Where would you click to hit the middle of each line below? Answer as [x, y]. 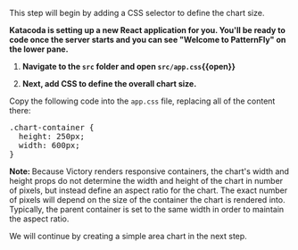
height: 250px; [51, 136]
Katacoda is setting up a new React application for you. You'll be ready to [147, 30]
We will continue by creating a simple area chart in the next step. [128, 236]
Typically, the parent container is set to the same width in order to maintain [147, 209]
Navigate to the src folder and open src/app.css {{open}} [129, 67]
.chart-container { [52, 127]
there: [20, 110]
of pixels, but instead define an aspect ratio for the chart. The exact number [149, 190]
